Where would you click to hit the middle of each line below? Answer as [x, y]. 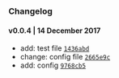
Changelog [30, 11]
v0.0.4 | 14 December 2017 [55, 31]
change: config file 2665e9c [65, 57]
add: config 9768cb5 [53, 65]
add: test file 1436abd [55, 48]
